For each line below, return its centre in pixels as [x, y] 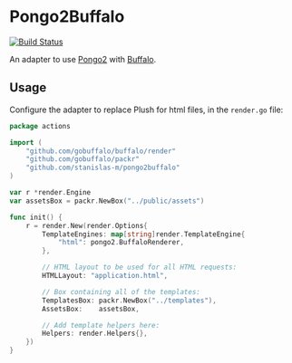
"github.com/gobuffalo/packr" [83, 159]
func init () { [36, 217]
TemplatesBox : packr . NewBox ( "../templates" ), [130, 301]
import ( [26, 142]
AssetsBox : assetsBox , [91, 309]
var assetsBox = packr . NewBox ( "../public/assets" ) [107, 201]
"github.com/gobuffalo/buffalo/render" [101, 151]
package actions [40, 126]
